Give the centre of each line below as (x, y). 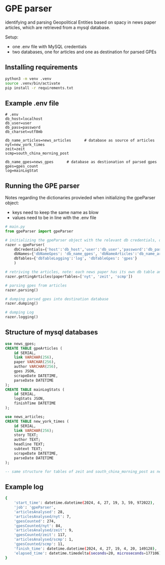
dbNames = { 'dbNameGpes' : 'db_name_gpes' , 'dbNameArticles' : (76, 254)
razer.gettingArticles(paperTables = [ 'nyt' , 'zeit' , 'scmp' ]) (69, 277)
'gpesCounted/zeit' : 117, (41, 535)
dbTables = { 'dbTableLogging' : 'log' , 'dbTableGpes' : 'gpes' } (76, 259)
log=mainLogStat (22, 171)
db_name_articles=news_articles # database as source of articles (80, 141)
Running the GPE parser (42, 186)
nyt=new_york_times (25, 145)
